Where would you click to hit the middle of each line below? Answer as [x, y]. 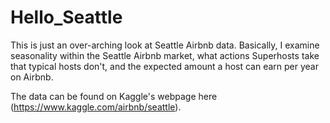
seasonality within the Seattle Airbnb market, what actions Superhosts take [165, 55]
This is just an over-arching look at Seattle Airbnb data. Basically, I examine [165, 45]
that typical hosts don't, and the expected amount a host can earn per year [165, 66]
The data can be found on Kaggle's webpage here [114, 96]
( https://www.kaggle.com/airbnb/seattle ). [96, 107]
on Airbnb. [32, 77]
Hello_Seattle [66, 17]
